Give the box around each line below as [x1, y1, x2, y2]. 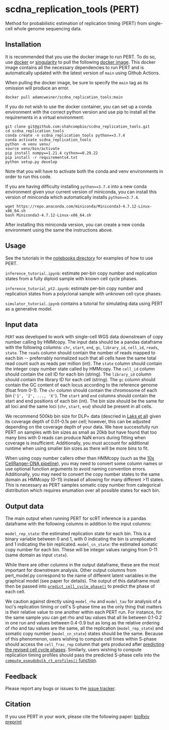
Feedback [5, 672, 37, 681]
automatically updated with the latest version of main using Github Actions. [5, 70, 160, 76]
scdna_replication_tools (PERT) [5, 4, 140, 15]
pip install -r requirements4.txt [5, 155, 78, 160]
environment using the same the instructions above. [5, 227, 114, 233]
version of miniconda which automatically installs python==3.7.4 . [5, 194, 140, 200]
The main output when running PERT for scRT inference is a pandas [5, 515, 146, 522]
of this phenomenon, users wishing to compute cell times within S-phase [5, 636, 157, 642]
